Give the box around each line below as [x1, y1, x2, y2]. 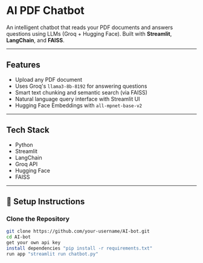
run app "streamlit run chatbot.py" [6, 251, 98, 257]
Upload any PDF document [14, 76, 83, 83]
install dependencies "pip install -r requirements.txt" [6, 245, 153, 251]
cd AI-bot [6, 234, 31, 240]
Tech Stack [6, 125, 50, 135]
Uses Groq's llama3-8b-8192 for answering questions [14, 82, 147, 90]
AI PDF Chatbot [6, 4, 85, 18]
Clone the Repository [6, 215, 70, 223]
